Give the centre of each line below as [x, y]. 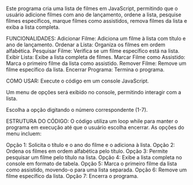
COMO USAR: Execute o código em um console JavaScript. [78, 81]
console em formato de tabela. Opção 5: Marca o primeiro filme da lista [92, 164]
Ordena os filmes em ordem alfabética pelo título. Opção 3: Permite [87, 151]
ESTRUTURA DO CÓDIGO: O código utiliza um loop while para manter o [92, 121]
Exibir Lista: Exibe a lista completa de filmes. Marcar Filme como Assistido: [96, 57]
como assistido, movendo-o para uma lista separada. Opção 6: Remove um [96, 170]
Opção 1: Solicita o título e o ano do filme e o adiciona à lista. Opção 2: [91, 145]
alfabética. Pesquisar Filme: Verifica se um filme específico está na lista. [93, 51]
